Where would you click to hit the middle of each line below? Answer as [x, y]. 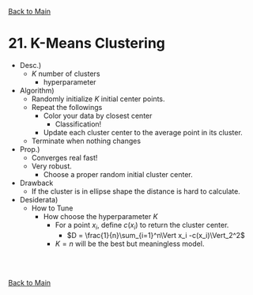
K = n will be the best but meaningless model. [130, 244]
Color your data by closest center [98, 115]
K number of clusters [66, 74]
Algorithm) [37, 90]
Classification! [78, 124]
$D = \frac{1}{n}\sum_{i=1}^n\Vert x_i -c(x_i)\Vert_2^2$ [156, 235]
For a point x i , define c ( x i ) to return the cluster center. [142, 226]
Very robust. [52, 166]
